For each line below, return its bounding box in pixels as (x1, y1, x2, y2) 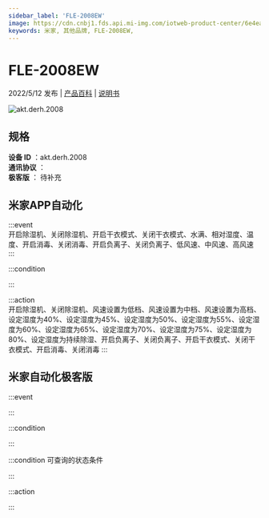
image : (8, 19, 30, 27)
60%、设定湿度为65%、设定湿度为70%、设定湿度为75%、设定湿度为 (22, 324, 252, 334)
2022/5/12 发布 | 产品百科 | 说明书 (8, 89, 120, 98)
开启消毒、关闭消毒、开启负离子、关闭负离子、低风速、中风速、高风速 (22, 239, 254, 249)
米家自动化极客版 (8, 370, 93, 384)
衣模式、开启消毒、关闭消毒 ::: (8, 344, 108, 354)
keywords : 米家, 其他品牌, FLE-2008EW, (8, 26, 134, 34)
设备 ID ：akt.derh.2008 (8, 153, 87, 163)
